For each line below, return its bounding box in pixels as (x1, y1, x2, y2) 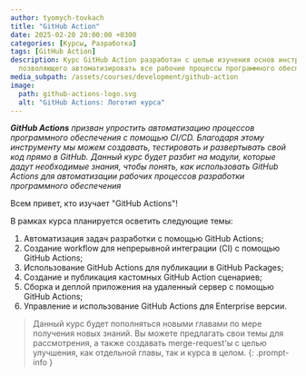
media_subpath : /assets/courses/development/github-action (10, 73, 239, 82)
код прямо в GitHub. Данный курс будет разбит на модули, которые (10, 152, 276, 163)
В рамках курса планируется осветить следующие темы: (10, 215, 233, 227)
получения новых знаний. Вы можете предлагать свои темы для (32, 328, 284, 339)
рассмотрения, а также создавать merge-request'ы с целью (32, 338, 267, 349)
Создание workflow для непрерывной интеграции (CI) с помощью (23, 242, 281, 254)
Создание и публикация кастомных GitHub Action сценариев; (23, 272, 262, 282)
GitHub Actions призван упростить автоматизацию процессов (10, 123, 255, 134)
